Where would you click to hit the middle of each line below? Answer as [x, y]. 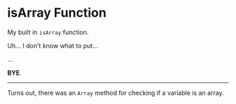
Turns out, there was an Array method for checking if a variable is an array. [116, 93]
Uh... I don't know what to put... [53, 45]
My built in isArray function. [48, 32]
